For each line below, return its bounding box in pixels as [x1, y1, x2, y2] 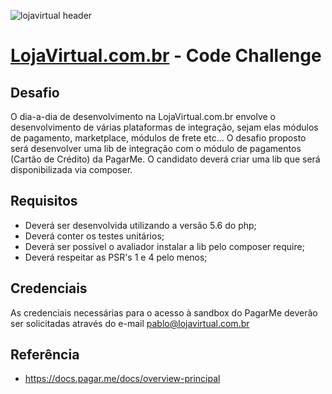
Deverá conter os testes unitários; [24, 230, 165, 242]
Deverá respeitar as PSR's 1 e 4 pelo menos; [24, 251, 208, 263]
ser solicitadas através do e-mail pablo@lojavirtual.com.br [10, 317, 250, 329]
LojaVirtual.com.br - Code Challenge [10, 45, 322, 67]
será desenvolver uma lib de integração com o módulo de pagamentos [10, 143, 302, 154]
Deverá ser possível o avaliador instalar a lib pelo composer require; [24, 240, 305, 252]
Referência [10, 346, 80, 364]
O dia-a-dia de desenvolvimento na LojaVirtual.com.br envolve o [10, 111, 277, 122]
